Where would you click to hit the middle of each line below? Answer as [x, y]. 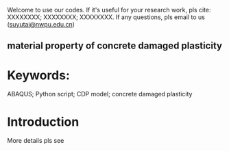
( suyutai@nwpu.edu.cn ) [41, 24]
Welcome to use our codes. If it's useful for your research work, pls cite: [109, 10]
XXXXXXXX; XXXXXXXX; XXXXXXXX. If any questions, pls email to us [106, 17]
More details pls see [36, 141]
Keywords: [39, 75]
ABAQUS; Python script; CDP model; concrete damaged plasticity [100, 94]
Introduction [43, 122]
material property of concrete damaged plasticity [115, 46]
